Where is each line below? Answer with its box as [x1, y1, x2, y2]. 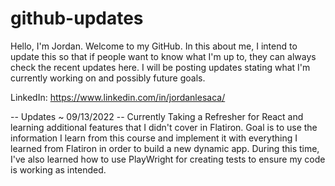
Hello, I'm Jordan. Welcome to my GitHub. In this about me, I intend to [10, 40, 298, 52]
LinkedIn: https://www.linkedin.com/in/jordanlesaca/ [10, 91, 226, 103]
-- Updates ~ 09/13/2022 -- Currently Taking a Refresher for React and [10, 110, 304, 122]
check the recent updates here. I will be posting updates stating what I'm [10, 61, 311, 73]
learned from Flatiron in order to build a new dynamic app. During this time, [10, 142, 320, 154]
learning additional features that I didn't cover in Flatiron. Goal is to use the [10, 121, 318, 133]
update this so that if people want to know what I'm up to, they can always [10, 50, 317, 62]
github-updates [10, 7, 144, 30]
